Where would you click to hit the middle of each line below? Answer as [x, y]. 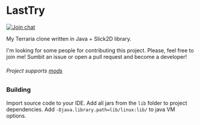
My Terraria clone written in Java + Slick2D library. [69, 38]
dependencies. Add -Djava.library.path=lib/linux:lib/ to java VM [91, 109]
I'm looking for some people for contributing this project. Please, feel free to [100, 50]
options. [17, 115]
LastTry [26, 11]
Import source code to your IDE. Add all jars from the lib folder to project [97, 103]
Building [19, 90]
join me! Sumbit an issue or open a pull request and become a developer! [97, 56]
